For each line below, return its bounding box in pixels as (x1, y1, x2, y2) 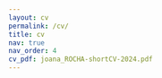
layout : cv (8, 13, 49, 22)
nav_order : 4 (8, 47, 57, 56)
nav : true (8, 38, 46, 48)
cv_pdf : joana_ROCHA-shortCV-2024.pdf (8, 55, 153, 64)
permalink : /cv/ (8, 22, 69, 30)
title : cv (8, 30, 46, 39)
